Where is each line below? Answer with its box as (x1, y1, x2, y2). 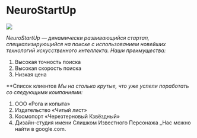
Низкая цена (14, 70, 47, 78)
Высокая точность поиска (14, 58, 81, 65)
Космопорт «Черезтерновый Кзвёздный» (14, 113, 120, 120)
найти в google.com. (14, 125, 66, 132)
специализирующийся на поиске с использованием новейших (6, 40, 166, 47)
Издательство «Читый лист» (14, 106, 87, 113)
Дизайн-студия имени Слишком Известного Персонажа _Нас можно (14, 119, 191, 126)
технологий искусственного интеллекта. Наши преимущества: (6, 47, 166, 54)
